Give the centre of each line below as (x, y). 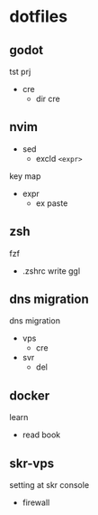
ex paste (52, 203)
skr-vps (32, 463)
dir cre (48, 98)
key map (25, 176)
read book (41, 435)
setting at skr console (49, 485)
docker (30, 395)
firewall (36, 502)
